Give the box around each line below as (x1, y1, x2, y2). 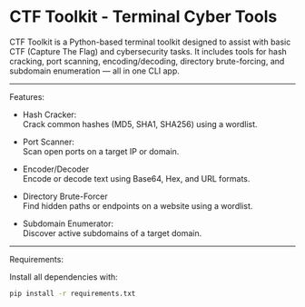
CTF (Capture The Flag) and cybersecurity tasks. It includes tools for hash (9, 45, 288, 56)
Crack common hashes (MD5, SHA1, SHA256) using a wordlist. (22, 118, 258, 129)
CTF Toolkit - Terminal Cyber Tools (9, 6, 278, 27)
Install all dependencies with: (9, 271, 118, 282)
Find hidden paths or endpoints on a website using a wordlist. (22, 200, 253, 211)
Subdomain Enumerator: (22, 218, 113, 229)
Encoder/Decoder (22, 163, 90, 174)
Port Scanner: (22, 136, 75, 147)
